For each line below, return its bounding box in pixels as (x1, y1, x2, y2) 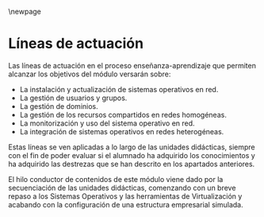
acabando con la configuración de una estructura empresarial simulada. (8, 200, 243, 209)
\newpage (8, 7, 42, 16)
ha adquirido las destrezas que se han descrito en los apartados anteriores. (8, 159, 255, 169)
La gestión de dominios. (19, 101, 98, 110)
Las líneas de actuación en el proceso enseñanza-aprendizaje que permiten (8, 60, 256, 70)
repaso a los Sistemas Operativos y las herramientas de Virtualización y (8, 191, 243, 201)
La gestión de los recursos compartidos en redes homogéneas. (19, 110, 228, 119)
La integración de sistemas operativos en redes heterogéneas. (19, 126, 224, 136)
